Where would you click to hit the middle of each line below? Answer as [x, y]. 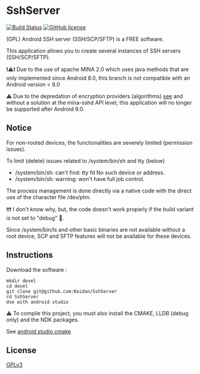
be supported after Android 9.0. [45, 109]
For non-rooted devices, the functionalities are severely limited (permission [99, 142]
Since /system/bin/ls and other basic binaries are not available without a [96, 229]
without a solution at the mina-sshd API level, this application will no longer [99, 102]
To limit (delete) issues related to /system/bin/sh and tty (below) [86, 160]
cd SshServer [23, 297]
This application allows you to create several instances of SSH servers [93, 51]
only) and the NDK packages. [43, 320]
